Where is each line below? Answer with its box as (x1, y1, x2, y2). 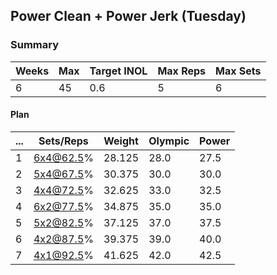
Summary (10, 38, 60, 52)
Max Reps (157, 64, 207, 78)
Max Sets (215, 64, 262, 78)
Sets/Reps (38, 134, 89, 148)
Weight (103, 134, 139, 148)
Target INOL (89, 64, 148, 78)
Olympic (148, 134, 190, 148)
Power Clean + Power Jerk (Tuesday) (10, 8, 247, 25)
